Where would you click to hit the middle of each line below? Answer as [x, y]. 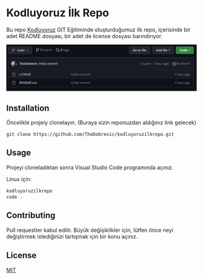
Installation [28, 108]
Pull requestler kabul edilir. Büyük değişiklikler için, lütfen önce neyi [90, 230]
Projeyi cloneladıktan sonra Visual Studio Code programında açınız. [90, 167]
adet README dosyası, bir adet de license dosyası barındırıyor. [85, 36]
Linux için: [19, 179]
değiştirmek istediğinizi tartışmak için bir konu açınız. [72, 236]
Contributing [31, 215]
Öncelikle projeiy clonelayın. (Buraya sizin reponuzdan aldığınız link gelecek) [101, 123]
